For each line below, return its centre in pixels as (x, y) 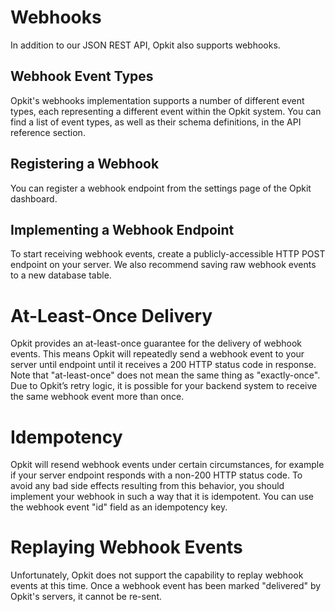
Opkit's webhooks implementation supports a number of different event (157, 100)
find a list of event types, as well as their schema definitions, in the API (156, 122)
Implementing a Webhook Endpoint (122, 229)
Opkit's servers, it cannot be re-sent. (86, 597)
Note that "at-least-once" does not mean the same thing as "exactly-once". (165, 375)
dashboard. (34, 198)
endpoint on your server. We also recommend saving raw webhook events (163, 265)
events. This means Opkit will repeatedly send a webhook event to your (157, 354)
